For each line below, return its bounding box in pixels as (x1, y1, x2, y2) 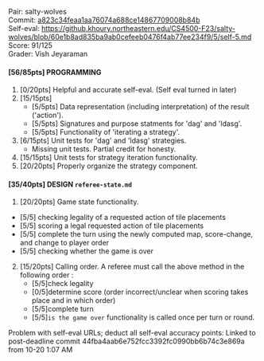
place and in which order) (31, 296, 116, 305)
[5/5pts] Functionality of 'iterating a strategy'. (31, 128, 181, 137)
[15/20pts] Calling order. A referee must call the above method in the (19, 262, 245, 272)
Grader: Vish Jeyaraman (8, 49, 88, 58)
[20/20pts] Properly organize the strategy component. (19, 161, 199, 171)
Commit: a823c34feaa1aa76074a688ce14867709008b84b (8, 15, 200, 25)
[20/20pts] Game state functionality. (19, 197, 139, 206)
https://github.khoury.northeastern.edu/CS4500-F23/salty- (41, 24, 236, 33)
